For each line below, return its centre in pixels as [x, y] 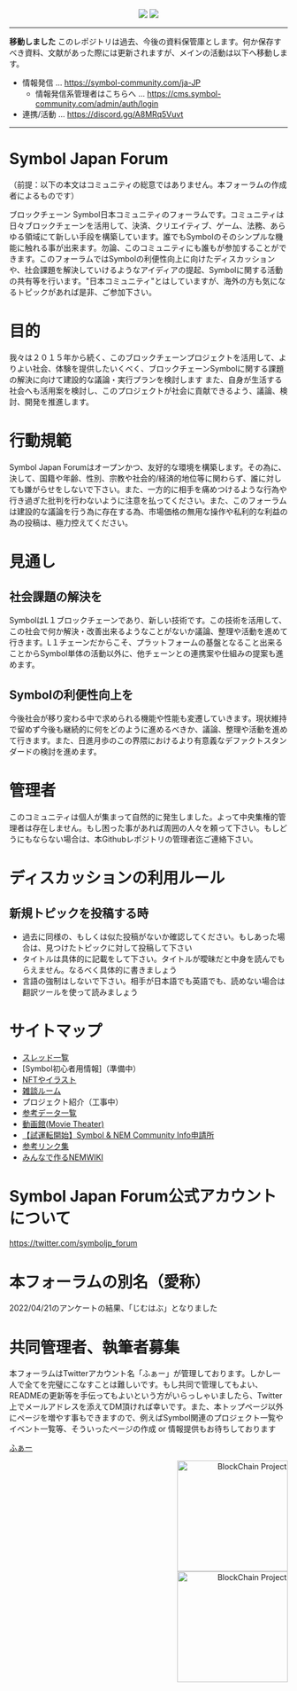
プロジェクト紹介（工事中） [72, 1101]
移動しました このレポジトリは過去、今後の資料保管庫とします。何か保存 [141, 42]
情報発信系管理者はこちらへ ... [90, 94]
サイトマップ [56, 1031]
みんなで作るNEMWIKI [63, 1157]
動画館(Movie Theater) [63, 1123]
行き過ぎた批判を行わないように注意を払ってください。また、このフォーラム [148, 500]
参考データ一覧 [49, 1113]
